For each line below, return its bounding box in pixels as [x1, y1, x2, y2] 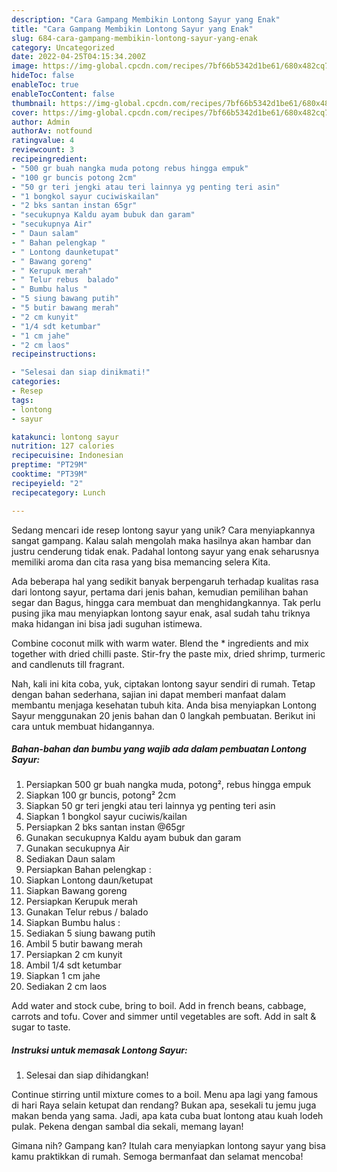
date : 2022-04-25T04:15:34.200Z [11, 52, 146, 62]
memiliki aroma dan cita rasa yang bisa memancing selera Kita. [11, 556, 271, 568]
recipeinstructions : [11, 349, 98, 360]
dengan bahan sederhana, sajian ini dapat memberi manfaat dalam [11, 688, 286, 700]
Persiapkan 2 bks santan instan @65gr [25, 821, 186, 833]
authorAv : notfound [11, 126, 93, 136]
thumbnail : [11, 98, 57, 108]
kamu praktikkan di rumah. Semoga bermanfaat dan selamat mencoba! [11, 1151, 304, 1163]
